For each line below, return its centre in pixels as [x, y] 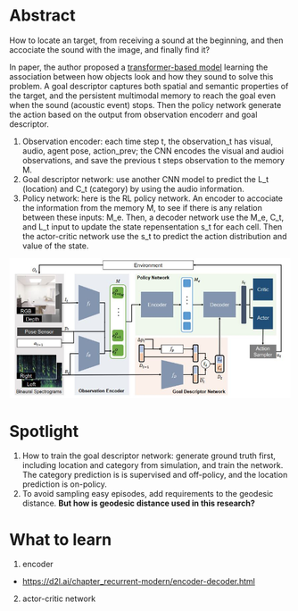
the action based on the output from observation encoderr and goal [133, 114]
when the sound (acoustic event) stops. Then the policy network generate [145, 105]
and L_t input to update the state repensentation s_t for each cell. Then [152, 226]
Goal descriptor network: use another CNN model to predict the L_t [145, 179]
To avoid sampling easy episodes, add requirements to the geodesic [148, 494]
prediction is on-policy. [64, 484]
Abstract [42, 16]
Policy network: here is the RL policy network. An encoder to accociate [153, 198]
